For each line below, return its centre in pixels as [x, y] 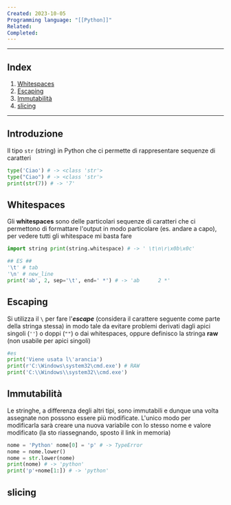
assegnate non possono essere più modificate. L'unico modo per [99, 417]
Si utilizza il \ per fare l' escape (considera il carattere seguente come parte [114, 319]
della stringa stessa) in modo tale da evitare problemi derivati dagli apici [109, 326]
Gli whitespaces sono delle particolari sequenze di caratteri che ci [101, 221]
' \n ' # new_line [30, 274]
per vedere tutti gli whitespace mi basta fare [70, 236]
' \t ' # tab [23, 268]
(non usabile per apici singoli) [49, 340]
